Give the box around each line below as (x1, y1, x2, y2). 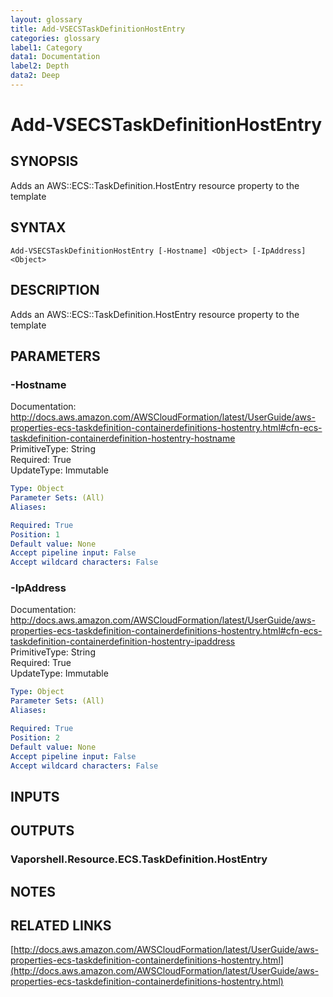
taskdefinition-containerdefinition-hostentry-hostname (10, 432, 236, 445)
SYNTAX (10, 219, 67, 236)
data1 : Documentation (10, 52, 101, 62)
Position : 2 (10, 732, 60, 743)
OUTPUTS (10, 822, 75, 840)
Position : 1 (10, 529, 60, 540)
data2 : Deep (10, 71, 60, 81)
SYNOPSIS (10, 153, 79, 170)
